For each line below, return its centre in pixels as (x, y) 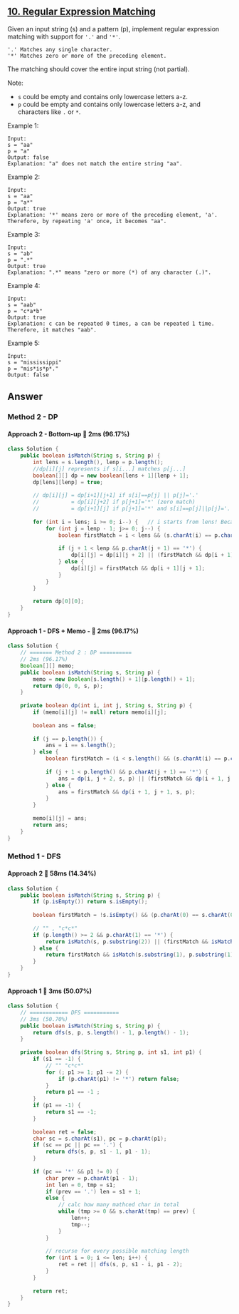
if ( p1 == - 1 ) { (57, 1105)
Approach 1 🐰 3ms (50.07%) (50, 991)
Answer (25, 397)
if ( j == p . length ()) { (68, 739)
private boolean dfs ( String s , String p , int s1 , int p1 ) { (111, 1052)
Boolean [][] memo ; (47, 666)
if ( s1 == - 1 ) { (57, 1059)
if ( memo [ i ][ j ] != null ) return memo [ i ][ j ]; (100, 712)
